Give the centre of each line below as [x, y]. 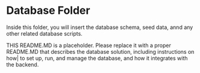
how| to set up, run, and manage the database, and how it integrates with [97, 58]
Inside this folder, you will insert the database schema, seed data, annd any [100, 27]
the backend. [23, 65]
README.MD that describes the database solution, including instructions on [100, 51]
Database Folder [48, 11]
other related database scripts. [44, 33]
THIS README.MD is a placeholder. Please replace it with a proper [89, 45]
